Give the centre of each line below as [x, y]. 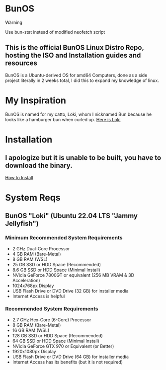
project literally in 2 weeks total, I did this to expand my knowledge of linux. [82, 80]
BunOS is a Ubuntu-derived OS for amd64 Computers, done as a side [76, 75]
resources [21, 63]
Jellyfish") [22, 224]
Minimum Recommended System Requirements [64, 238]
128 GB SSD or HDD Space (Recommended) [57, 335]
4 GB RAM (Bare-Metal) [37, 254]
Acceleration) [26, 280]
